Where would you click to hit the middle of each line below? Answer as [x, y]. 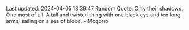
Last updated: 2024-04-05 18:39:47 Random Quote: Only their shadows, [94, 9]
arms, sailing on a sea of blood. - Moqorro [58, 21]
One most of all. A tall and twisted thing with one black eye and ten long [93, 15]
